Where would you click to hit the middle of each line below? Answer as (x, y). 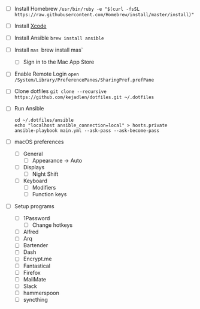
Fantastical (37, 266)
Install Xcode (30, 26)
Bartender (36, 245)
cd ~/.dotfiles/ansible (44, 120)
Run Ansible (29, 109)
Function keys (49, 194)
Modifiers (44, 187)
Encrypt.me (37, 259)
